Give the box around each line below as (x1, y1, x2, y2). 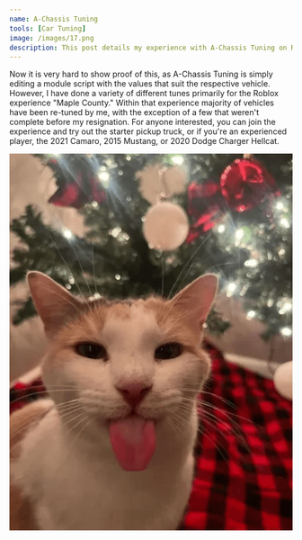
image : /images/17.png (9, 33, 94, 42)
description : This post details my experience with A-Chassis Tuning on (9, 43, 288, 52)
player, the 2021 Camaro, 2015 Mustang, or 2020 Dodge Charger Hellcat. (9, 136, 280, 147)
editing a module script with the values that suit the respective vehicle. (9, 78, 271, 89)
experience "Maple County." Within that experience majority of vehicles (9, 97, 274, 108)
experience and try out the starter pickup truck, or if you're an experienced (9, 126, 288, 137)
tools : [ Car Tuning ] (9, 23, 87, 33)
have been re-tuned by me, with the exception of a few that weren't (9, 107, 260, 118)
